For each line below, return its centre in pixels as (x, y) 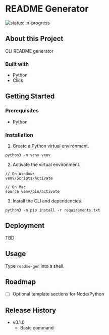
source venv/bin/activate (32, 192)
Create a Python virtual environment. (51, 146)
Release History (31, 310)
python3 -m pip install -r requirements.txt (53, 211)
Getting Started (30, 96)
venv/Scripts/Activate (29, 178)
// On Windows (20, 174)
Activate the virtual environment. (46, 164)
